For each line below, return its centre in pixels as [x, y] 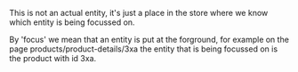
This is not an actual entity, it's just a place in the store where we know [139, 13]
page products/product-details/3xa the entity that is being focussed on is [144, 49]
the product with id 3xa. [53, 58]
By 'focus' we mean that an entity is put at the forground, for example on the [149, 40]
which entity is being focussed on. [72, 22]
